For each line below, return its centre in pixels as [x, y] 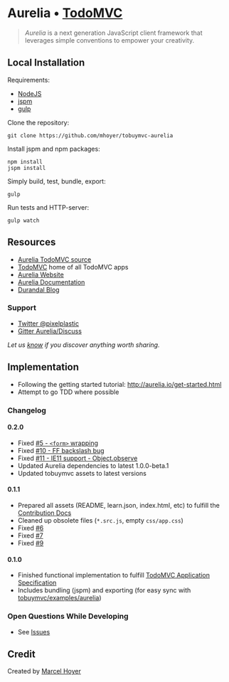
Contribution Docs [44, 513]
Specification [37, 583]
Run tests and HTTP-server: [48, 207]
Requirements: [28, 80]
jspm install [27, 168]
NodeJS [30, 93]
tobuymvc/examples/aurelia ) [59, 598]
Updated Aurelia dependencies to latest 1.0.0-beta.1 [93, 465]
